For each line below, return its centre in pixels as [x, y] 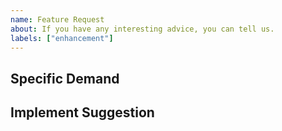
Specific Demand [65, 78]
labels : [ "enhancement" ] [62, 38]
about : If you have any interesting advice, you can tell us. [142, 29]
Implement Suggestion [82, 112]
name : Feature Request [57, 19]
